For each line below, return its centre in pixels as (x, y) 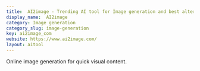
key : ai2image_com (29, 34)
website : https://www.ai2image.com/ (51, 39)
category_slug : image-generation (48, 28)
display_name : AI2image (37, 17)
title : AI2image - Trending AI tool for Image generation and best (93, 12)
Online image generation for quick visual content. (66, 61)
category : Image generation (41, 22)
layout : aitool (25, 45)
